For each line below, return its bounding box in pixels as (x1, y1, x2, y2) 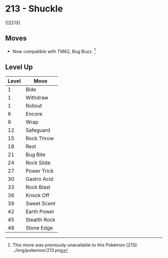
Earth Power (25, 208, 54, 215)
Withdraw (25, 94, 48, 101)
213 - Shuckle (5, 3, 63, 15)
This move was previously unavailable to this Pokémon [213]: (12, 242, 138, 248)
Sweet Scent (25, 200, 56, 207)
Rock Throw (25, 135, 54, 142)
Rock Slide (25, 159, 51, 166)
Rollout (25, 102, 42, 109)
